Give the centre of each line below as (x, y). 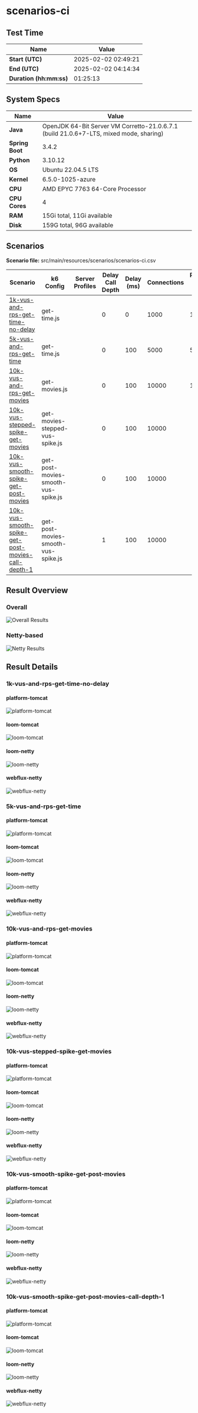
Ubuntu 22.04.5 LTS (70, 170)
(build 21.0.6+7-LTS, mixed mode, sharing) (103, 133)
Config (55, 286)
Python (19, 160)
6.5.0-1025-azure (69, 179)
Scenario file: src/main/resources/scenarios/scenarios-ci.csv (81, 260)
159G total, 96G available (78, 225)
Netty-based (25, 636)
